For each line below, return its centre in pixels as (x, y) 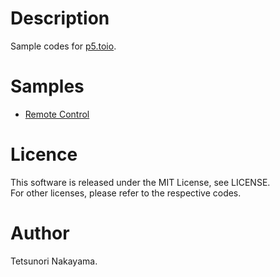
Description (60, 18)
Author (40, 233)
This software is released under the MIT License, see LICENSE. (140, 182)
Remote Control (57, 114)
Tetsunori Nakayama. (54, 261)
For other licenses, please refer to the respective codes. (126, 193)
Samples (47, 86)
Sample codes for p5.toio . (63, 46)
